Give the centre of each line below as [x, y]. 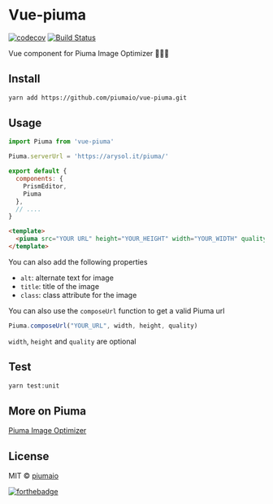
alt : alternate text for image [67, 278]
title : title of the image [60, 286]
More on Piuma [48, 411]
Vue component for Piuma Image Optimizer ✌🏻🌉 [89, 53]
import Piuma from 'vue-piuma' [61, 142]
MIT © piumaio [34, 476]
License [29, 456]
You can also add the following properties [78, 261]
